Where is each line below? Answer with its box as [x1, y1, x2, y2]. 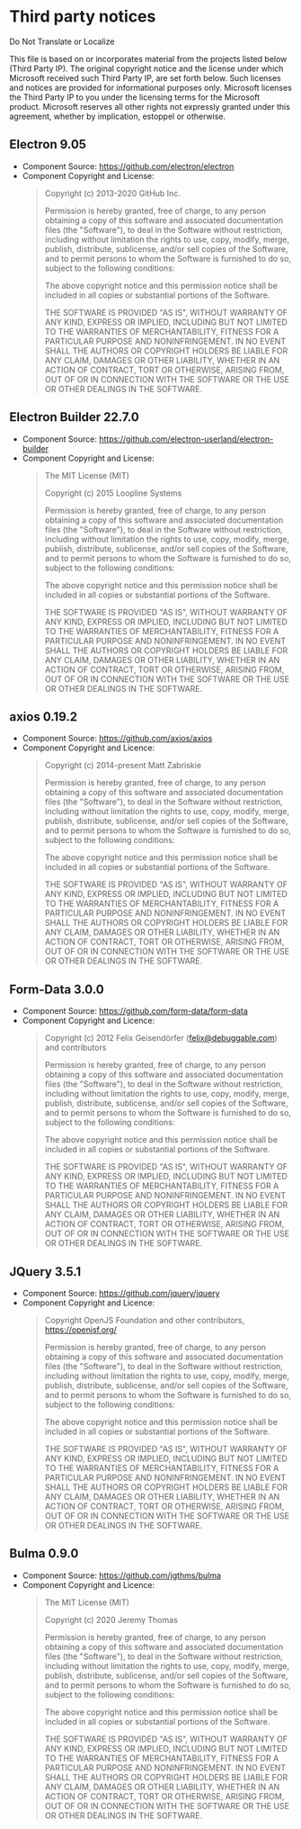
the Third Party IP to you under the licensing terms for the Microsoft [9, 92, 261, 103]
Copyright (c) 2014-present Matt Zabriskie [44, 760, 202, 771]
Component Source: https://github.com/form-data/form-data [22, 1006, 249, 1017]
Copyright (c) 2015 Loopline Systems [44, 488, 182, 498]
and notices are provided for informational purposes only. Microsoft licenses [9, 82, 292, 93]
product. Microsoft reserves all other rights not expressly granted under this [9, 101, 290, 112]
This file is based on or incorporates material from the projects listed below [9, 53, 288, 64]
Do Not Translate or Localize [9, 36, 115, 47]
